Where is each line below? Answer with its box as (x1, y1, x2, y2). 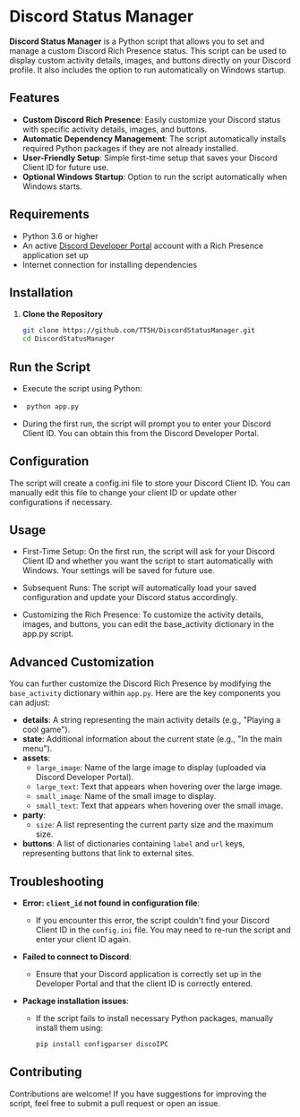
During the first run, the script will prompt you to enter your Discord (21, 418, 271, 429)
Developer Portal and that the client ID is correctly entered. (35, 978, 253, 989)
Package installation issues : (21, 996, 130, 1007)
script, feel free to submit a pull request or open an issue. (9, 1097, 221, 1108)
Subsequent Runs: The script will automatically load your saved (21, 582, 257, 593)
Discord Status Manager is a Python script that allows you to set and (9, 36, 265, 47)
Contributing (9, 1064, 82, 1080)
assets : (21, 752, 51, 763)
